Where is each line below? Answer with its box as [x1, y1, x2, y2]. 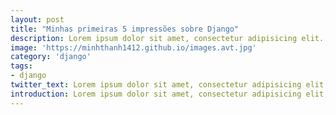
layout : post [10, 14, 65, 25]
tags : [10, 61, 33, 71]
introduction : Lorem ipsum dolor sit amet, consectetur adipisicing [10, 89, 302, 99]
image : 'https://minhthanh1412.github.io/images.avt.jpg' [10, 42, 257, 53]
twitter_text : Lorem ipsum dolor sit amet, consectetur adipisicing [10, 80, 302, 90]
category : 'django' [10, 52, 92, 62]
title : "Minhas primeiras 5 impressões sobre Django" [10, 24, 240, 34]
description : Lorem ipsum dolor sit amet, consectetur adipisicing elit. [10, 33, 325, 43]
